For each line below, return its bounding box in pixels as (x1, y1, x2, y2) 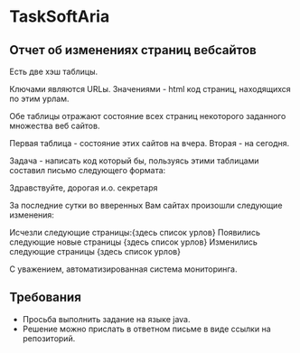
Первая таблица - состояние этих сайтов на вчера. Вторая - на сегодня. (9, 138, 290, 148)
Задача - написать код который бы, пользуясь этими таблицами (9, 155, 259, 166)
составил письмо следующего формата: (9, 165, 166, 175)
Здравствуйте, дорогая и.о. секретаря (9, 182, 158, 193)
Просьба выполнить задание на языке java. (22, 313, 191, 324)
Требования (9, 290, 81, 305)
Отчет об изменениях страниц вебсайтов (9, 42, 258, 58)
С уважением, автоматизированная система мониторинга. (9, 264, 238, 274)
